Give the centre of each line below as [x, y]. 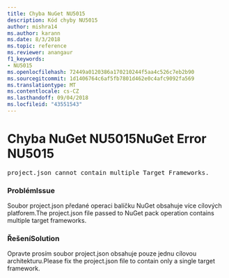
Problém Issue [31, 190]
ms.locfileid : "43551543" [45, 105]
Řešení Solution [33, 239]
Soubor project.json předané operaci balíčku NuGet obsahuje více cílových [115, 206]
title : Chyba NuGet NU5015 [46, 14]
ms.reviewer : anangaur [40, 53]
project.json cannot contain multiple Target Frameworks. [108, 172]
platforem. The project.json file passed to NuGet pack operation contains [111, 213]
